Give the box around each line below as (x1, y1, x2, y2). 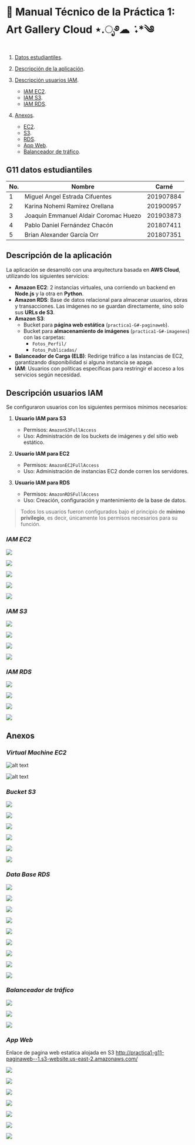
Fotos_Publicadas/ (32, 347, 78, 353)
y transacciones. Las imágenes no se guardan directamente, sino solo (14, 302, 184, 309)
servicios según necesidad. (14, 371, 82, 378)
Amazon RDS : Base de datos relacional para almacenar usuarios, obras (14, 296, 188, 303)
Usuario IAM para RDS (14, 479, 70, 486)
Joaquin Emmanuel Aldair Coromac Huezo (24, 211, 142, 220)
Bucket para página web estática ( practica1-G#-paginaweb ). (23, 321, 169, 328)
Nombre (71, 182, 95, 190)
